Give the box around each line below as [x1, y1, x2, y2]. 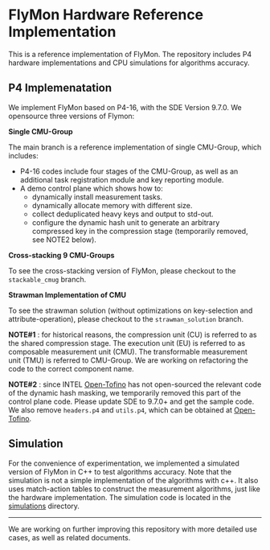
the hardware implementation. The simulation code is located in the [8, 492, 231, 502]
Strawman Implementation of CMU [8, 289, 127, 299]
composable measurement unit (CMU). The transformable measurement [8, 347, 247, 356]
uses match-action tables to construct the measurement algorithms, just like [8, 484, 261, 494]
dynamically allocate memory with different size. [31, 200, 193, 210]
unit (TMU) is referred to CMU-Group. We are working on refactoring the [8, 355, 249, 365]
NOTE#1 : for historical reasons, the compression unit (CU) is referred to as [8, 330, 257, 339]
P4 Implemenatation [8, 81, 112, 95]
